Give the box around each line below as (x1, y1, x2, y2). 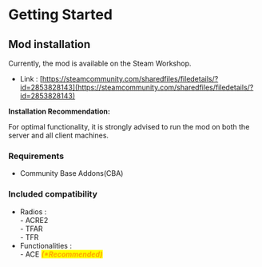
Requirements (8, 150, 65, 161)
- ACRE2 (19, 215, 49, 225)
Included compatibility (8, 189, 98, 200)
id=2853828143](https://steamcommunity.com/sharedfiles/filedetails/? (19, 82, 254, 92)
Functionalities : (19, 241, 72, 250)
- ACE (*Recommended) (19, 249, 103, 259)
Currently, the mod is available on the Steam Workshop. (8, 58, 192, 68)
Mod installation (8, 38, 91, 51)
